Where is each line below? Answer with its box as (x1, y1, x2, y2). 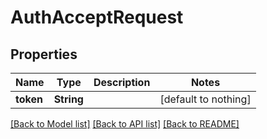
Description (93, 76, 151, 89)
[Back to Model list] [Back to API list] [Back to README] (10, 118, 240, 130)
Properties (10, 46, 78, 63)
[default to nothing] (159, 92, 252, 106)
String (53, 92, 84, 106)
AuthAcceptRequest (10, 6, 184, 29)
